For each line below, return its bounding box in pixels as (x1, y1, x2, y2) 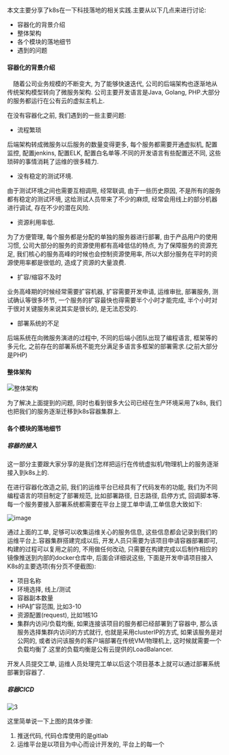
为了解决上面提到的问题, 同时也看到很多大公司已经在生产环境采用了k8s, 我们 (7, 399, 222, 407)
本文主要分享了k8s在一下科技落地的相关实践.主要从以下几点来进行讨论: (7, 6, 206, 14)
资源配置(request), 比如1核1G (16, 611, 98, 619)
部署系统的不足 (16, 319, 59, 327)
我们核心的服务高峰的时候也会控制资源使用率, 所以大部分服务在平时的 (16, 250, 212, 258)
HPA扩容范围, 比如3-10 (16, 602, 82, 611)
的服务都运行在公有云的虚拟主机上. (7, 97, 105, 105)
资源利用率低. (16, 218, 55, 227)
